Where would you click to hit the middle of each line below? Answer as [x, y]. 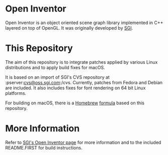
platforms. [16, 93]
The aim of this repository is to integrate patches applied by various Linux [81, 62]
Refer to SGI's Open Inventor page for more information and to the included [83, 142]
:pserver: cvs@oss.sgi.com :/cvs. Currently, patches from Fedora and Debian [84, 82]
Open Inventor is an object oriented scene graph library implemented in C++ [84, 23]
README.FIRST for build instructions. [44, 147]
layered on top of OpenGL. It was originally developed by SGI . [69, 28]
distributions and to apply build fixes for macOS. [55, 67]
